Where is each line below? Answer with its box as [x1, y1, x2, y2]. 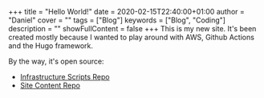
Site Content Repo [19, 80, 80, 90]
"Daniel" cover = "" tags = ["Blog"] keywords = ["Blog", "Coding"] [8, 15, 226, 25]
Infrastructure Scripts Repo [19, 72, 110, 81]
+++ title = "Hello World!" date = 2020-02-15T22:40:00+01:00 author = [8, 7, 245, 16]
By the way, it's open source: [8, 56, 104, 66]
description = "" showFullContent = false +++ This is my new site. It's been [8, 24, 257, 33]
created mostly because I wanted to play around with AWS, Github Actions [8, 32, 255, 42]
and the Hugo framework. [8, 41, 94, 51]
